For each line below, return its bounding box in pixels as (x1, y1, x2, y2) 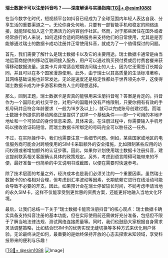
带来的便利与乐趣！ (9, 237, 49, 243)
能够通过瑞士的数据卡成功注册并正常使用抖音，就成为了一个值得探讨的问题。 (5, 40, 163, 46)
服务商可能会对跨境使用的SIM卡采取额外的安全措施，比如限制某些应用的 (9, 141, 158, 147)
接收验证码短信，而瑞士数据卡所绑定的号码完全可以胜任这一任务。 (13, 124, 150, 130)
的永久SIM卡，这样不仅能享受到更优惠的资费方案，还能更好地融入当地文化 (5, 189, 158, 195)
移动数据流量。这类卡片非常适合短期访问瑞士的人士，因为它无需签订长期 (9, 63, 158, 69)
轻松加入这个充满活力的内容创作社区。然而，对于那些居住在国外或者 (22, 28, 163, 34)
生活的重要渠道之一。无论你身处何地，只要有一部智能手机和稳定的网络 (9, 22, 154, 27)
